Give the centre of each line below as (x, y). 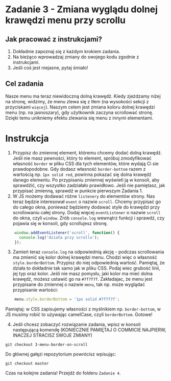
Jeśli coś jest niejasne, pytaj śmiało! (50, 68)
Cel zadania (25, 84)
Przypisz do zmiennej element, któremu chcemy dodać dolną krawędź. (87, 152)
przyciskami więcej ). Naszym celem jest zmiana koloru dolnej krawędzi (80, 107)
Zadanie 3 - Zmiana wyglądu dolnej (82, 9)
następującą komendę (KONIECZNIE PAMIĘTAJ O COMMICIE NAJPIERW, (89, 330)
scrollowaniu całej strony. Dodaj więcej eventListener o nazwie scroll (87, 212)
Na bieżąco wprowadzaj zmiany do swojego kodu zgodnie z (76, 57)
